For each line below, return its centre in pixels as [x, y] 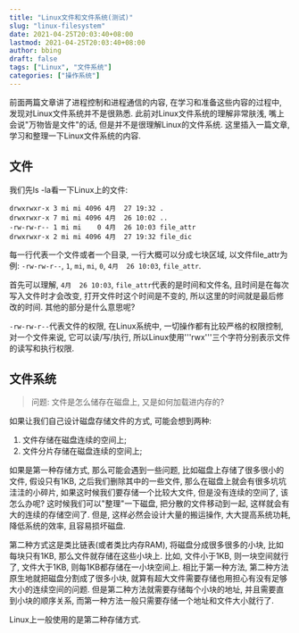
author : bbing [36, 51]
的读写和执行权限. [42, 348]
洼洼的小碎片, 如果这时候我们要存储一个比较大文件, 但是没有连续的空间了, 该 [149, 493]
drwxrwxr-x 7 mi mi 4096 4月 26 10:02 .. [88, 218]
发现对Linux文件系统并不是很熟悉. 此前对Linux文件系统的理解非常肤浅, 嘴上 [147, 113]
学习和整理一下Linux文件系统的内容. [75, 136]
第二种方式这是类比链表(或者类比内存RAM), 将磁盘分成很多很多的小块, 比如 [146, 545]
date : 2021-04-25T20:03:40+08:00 [71, 34]
